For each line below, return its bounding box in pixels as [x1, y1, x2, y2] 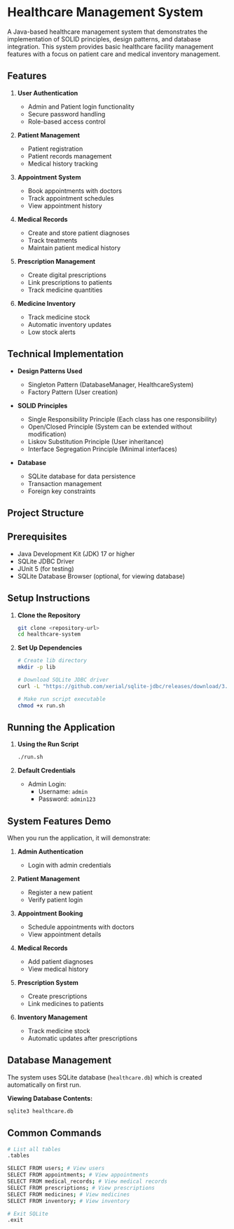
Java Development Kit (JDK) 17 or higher [17, 549, 135, 558]
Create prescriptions [27, 992, 88, 1000]
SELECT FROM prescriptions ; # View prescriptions [7, 1184, 156, 1191]
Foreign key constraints [27, 487, 96, 495]
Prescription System [17, 979, 79, 987]
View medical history [27, 965, 89, 974]
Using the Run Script [17, 740, 79, 748]
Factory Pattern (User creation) [27, 387, 118, 396]
